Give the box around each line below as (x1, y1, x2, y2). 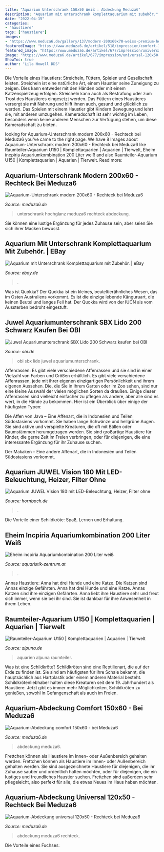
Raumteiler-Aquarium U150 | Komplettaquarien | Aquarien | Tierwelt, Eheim (5, 147, 156, 153)
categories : (5, 21, 29, 26)
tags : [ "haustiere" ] (5, 30, 47, 35)
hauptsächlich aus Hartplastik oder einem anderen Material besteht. (5, 675, 142, 680)
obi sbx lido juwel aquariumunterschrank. (17, 358, 100, 364)
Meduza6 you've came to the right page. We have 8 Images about (5, 136, 138, 142)
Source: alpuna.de (5, 645, 42, 651)
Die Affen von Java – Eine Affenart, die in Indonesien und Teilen (5, 413, 133, 419)
